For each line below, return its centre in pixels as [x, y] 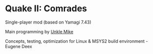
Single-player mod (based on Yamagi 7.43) [48, 22]
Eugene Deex [19, 46]
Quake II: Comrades [46, 9]
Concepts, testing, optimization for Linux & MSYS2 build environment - [76, 41]
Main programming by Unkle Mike [39, 31]
